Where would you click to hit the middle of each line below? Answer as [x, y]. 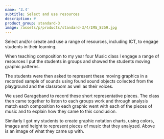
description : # [21, 19]
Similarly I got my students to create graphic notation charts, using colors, [80, 121]
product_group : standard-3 [33, 23]
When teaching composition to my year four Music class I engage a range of [82, 56]
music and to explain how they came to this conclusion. [61, 111]
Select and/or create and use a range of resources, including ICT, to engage [82, 41]
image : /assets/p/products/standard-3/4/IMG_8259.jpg [61, 28]
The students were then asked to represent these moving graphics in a [76, 76]
